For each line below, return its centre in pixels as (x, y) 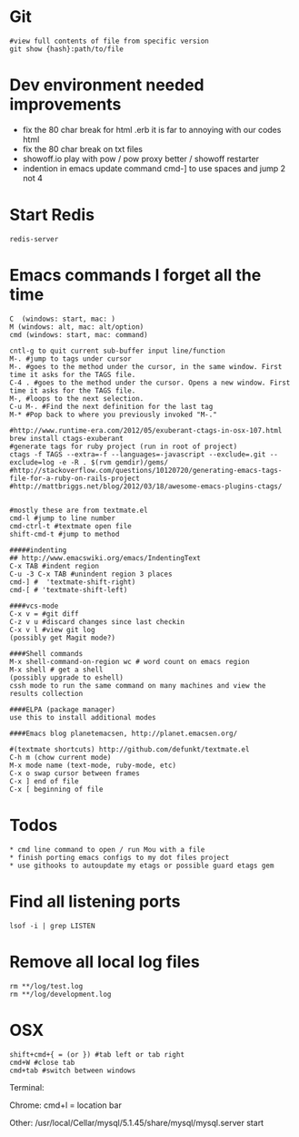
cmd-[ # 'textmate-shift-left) (69, 589)
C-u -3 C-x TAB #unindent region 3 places (91, 574)
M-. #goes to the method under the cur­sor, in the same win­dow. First (146, 366)
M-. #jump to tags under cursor (70, 359)
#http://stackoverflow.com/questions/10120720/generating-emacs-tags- (146, 470)
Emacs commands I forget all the (135, 275)
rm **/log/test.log (46, 986)
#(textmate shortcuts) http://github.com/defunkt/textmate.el (130, 749)
